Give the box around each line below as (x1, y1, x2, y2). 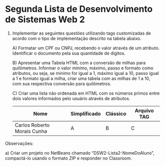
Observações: (5, 140, 33, 146)
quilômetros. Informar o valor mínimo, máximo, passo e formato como (12, 65, 154, 71)
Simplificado (70, 110, 101, 117)
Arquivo (135, 107, 154, 114)
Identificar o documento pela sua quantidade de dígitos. (12, 50, 126, 56)
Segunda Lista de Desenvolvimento (5, 3, 153, 15)
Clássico (105, 110, 127, 117)
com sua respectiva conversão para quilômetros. (12, 80, 111, 87)
